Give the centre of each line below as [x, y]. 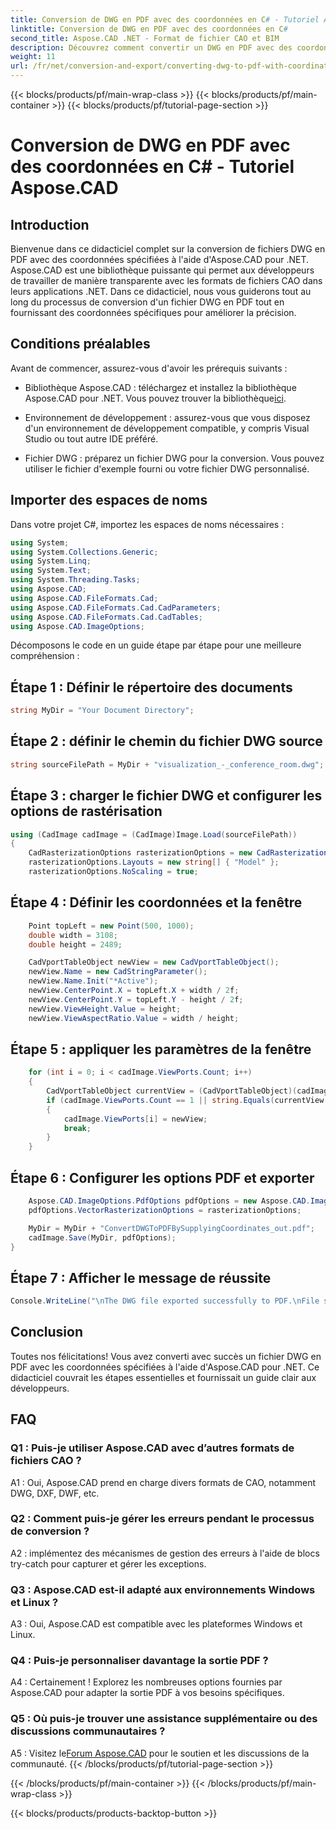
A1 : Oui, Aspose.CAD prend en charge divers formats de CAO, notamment [163, 1482]
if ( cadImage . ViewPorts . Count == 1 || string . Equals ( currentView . [187, 1100]
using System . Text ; [51, 571]
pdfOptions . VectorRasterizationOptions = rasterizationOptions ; [165, 1210]
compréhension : [45, 656]
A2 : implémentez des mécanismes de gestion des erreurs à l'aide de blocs [165, 1553]
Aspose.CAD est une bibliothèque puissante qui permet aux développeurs [162, 270]
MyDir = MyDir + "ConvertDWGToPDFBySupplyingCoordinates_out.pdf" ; [171, 1228]
